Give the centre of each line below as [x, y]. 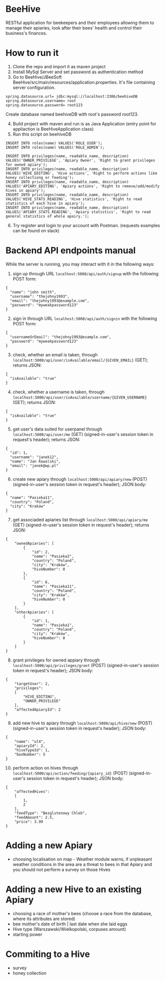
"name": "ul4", [30, 741]
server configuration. [34, 87]
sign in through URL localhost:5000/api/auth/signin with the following [85, 318]
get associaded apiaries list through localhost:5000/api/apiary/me [80, 519]
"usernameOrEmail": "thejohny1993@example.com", [61, 337]
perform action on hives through [45, 768]
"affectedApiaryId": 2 [38, 709]
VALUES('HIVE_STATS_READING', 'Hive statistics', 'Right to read [74, 199]
